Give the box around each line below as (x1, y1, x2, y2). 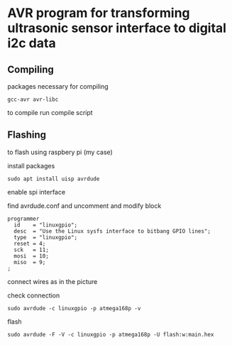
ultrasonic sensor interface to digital (7, 20, 227, 36)
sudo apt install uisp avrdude (7, 175, 100, 182)
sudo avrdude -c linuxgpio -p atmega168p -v (7, 305, 141, 312)
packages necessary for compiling (7, 82, 109, 90)
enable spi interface (7, 187, 66, 196)
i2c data (7, 35, 56, 51)
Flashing (7, 129, 47, 141)
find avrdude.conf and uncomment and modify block (7, 201, 162, 210)
